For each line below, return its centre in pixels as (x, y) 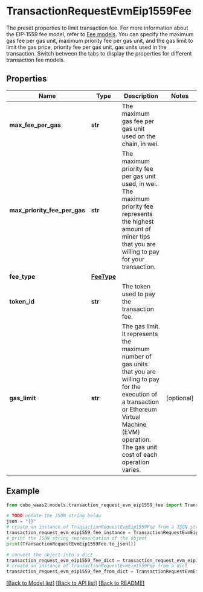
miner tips (136, 237)
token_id (22, 301)
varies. (131, 469)
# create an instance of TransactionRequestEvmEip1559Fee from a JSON (97, 527)
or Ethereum (139, 409)
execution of (140, 394)
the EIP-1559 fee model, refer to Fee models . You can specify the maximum (100, 34)
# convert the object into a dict (50, 555)
